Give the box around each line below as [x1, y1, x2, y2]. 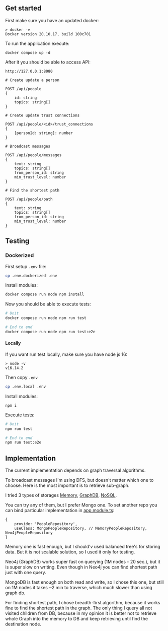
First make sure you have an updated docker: [5, 17, 99, 23]
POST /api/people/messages [5, 152, 62, 158]
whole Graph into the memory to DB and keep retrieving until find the [5, 616, 148, 622]
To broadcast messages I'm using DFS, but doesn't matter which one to [5, 477, 154, 483]
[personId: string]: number [14, 131, 73, 136]
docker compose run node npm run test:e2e [5, 329, 96, 334]
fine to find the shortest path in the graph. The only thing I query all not [5, 605, 152, 611]
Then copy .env [5, 374, 38, 380]
